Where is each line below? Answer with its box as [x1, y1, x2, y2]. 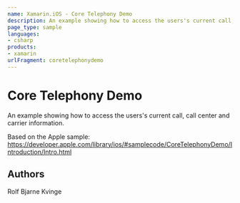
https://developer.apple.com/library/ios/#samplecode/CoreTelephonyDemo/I [7, 140, 233, 148]
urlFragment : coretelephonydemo [7, 57, 104, 64]
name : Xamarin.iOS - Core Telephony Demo [7, 10, 133, 18]
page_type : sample [7, 24, 62, 31]
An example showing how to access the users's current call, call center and [7, 111, 230, 120]
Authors [7, 168, 45, 180]
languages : [7, 30, 40, 38]
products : [7, 43, 37, 51]
